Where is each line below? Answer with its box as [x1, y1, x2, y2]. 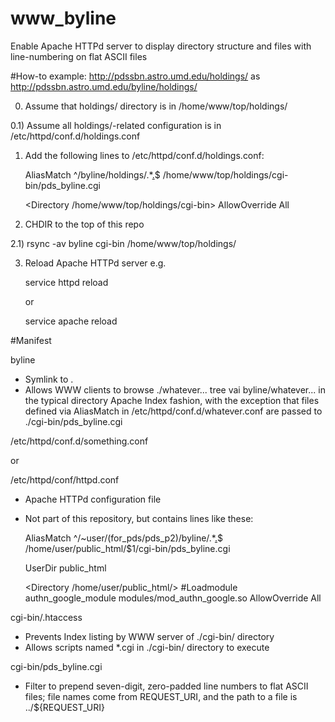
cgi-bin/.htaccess [10, 611, 83, 623]
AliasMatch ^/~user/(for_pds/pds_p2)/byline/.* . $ [24, 532, 223, 544]
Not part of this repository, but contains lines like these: [24, 512, 254, 524]
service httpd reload [24, 276, 109, 288]
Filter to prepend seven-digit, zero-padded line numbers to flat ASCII [24, 680, 309, 692]
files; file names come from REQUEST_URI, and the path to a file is [24, 690, 298, 702]
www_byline [10, 7, 117, 30]
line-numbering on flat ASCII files [10, 50, 148, 62]
